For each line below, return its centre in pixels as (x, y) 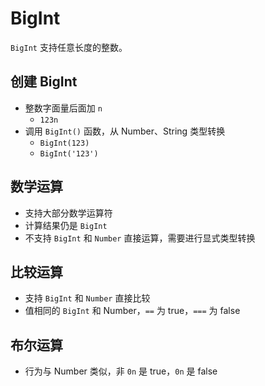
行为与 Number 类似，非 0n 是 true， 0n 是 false (121, 371)
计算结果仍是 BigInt (66, 225)
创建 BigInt (44, 82)
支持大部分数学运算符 (68, 213)
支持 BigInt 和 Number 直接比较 (87, 298)
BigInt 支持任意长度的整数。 (69, 47)
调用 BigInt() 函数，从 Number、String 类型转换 (125, 131)
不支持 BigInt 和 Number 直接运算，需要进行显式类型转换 (140, 238)
